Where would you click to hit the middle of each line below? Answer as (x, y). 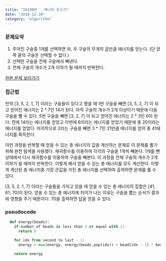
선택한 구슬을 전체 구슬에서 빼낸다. (45, 61)
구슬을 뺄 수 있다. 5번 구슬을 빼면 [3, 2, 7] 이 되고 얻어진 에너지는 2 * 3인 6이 (79, 116)
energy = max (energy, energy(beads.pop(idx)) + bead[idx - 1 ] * (86, 245)
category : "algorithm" (28, 19)
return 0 (27, 231)
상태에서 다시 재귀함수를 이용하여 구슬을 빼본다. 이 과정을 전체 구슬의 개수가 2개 (82, 157)
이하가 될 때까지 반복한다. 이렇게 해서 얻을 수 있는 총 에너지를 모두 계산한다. (77, 163)
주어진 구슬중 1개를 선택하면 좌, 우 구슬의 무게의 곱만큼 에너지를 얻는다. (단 (84, 49)
